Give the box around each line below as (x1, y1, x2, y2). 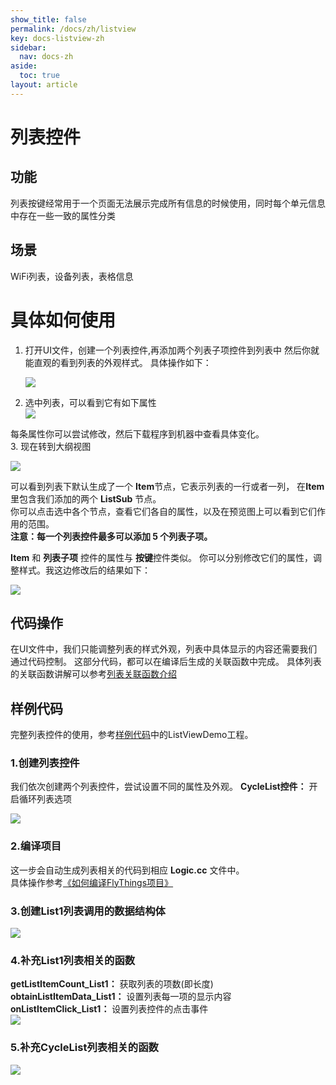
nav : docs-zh (19, 52, 74, 62)
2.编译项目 (10, 839, 62, 853)
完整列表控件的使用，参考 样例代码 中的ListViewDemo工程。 (10, 729, 254, 741)
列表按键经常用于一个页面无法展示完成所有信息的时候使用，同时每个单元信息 (10, 197, 326, 209)
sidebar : (10, 42, 47, 53)
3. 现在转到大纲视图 (10, 440, 92, 452)
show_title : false (10, 14, 87, 25)
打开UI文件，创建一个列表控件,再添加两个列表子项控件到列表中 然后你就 (24, 344, 320, 356)
